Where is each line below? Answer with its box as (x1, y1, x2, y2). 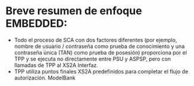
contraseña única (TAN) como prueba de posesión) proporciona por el (14, 49, 187, 56)
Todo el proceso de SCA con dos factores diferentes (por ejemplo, (14, 36, 177, 43)
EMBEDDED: (5, 17, 68, 30)
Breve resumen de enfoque (5, 4, 142, 18)
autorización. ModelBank (14, 74, 76, 81)
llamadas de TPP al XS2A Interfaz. (14, 61, 99, 69)
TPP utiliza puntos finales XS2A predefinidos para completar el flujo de (14, 68, 189, 75)
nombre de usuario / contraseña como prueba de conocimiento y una (14, 43, 185, 50)
